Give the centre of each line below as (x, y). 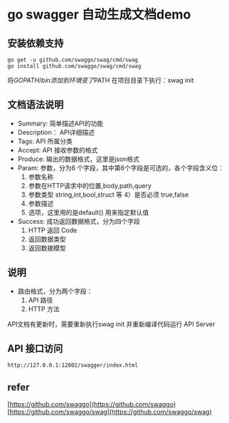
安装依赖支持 (36, 43)
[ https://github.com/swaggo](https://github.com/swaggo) (92, 404)
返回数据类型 (47, 239)
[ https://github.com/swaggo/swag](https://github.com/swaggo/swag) (110, 412)
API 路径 (41, 300)
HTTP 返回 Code (53, 230)
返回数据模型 (47, 248)
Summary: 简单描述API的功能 (60, 123)
